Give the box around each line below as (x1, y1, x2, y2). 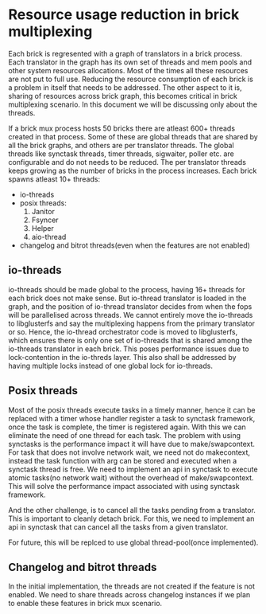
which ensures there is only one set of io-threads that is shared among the (8, 335, 253, 345)
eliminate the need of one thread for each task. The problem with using (8, 430, 241, 440)
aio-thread (31, 232, 67, 241)
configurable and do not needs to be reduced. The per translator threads (8, 157, 246, 166)
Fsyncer (31, 215, 59, 225)
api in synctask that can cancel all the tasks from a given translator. (8, 522, 229, 531)
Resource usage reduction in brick (8, 6, 240, 24)
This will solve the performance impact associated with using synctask (8, 481, 240, 491)
